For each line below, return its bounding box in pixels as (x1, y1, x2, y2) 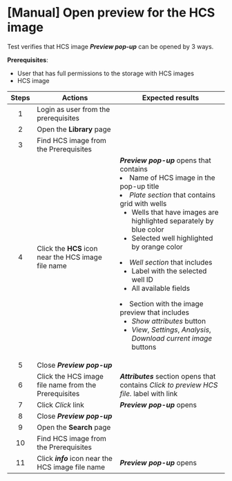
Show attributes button (131, 316, 206, 326)
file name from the (37, 380, 97, 390)
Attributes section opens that (119, 371, 216, 381)
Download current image (131, 333, 213, 343)
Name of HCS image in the (128, 173, 215, 182)
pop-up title (119, 181, 159, 191)
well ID (131, 274, 154, 284)
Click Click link (37, 399, 85, 409)
